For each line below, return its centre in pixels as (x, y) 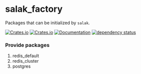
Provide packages (27, 45)
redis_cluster (25, 61)
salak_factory (34, 9)
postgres (21, 66)
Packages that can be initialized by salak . (48, 23)
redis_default (26, 56)
